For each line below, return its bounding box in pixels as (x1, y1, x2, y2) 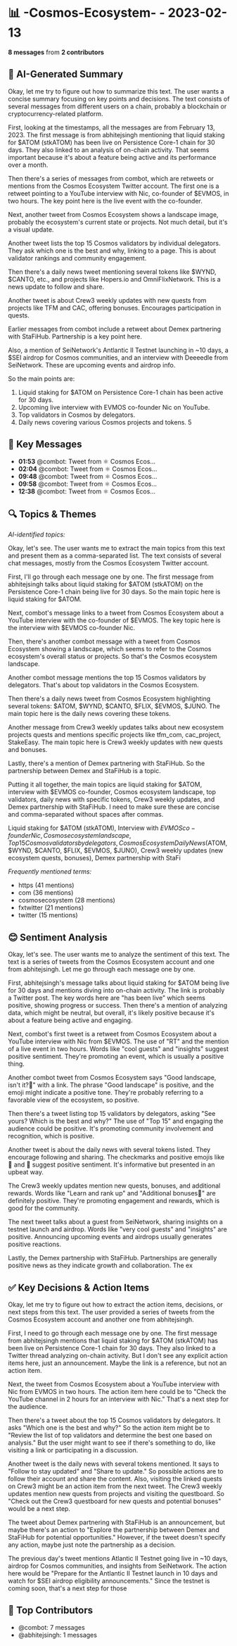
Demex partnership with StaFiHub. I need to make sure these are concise (8, 803, 220, 811)
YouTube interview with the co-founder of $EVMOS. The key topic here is (8, 616, 221, 624)
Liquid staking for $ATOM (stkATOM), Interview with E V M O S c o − (8, 824, 196, 832)
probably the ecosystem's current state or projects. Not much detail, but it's (8, 218, 228, 226)
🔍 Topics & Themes (8, 508, 97, 520)
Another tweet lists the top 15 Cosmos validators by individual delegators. (8, 239, 221, 247)
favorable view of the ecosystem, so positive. (8, 1095, 140, 1105)
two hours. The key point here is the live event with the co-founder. (8, 196, 203, 205)
